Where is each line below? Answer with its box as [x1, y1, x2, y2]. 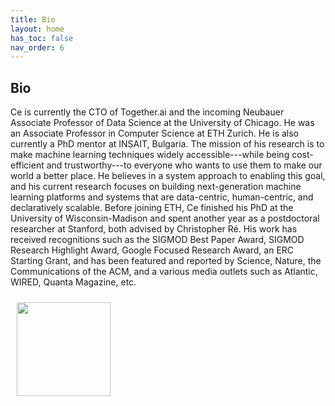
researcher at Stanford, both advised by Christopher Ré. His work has [10, 223, 298, 235]
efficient [10, 159, 45, 171]
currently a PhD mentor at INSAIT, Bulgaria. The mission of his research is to [10, 138, 325, 150]
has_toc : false [10, 33, 74, 43]
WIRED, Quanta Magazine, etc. [10, 276, 137, 288]
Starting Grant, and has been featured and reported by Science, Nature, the [10, 255, 322, 267]
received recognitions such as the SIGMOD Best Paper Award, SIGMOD [10, 234, 305, 246]
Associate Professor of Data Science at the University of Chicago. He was [10, 117, 315, 129]
